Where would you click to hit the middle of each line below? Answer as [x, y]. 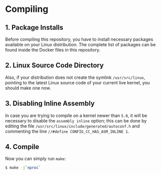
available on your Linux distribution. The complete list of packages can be [80, 45]
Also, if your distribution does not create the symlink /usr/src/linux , [75, 77]
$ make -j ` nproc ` [23, 168]
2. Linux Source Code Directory [54, 65]
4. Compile [22, 147]
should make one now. [28, 88]
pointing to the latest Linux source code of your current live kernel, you [78, 82]
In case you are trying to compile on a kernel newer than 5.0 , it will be [76, 116]
